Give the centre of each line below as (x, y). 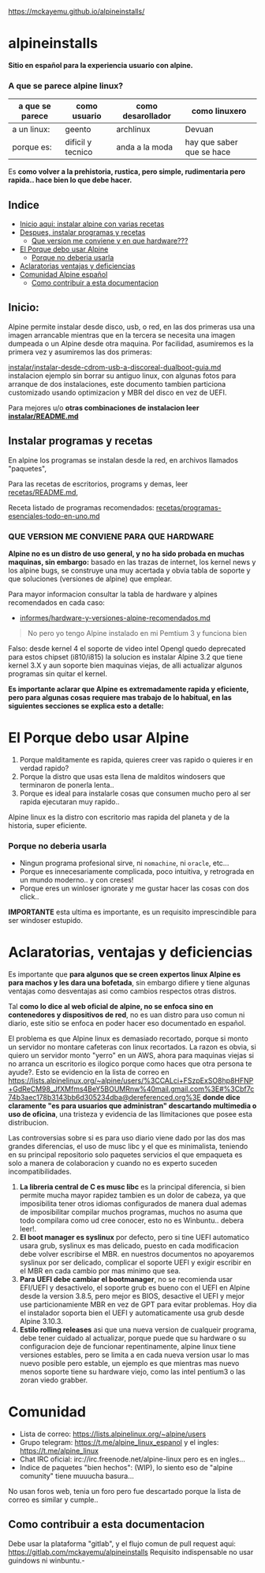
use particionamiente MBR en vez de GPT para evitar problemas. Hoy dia (138, 1305)
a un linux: (31, 130)
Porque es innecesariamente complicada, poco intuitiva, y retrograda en (137, 872)
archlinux (133, 130)
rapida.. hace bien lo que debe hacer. (70, 180)
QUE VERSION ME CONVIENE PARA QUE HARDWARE (111, 536)
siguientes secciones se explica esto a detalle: (86, 705)
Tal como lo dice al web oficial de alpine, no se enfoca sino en (111, 1007)
